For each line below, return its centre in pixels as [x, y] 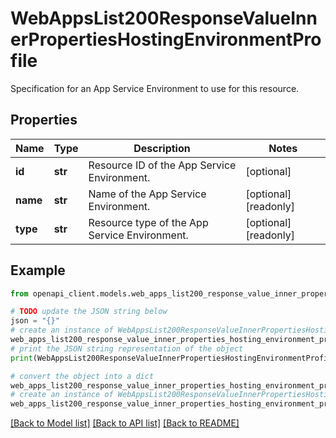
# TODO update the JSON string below [89, 312]
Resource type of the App [148, 222]
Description [162, 148]
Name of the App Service [147, 194]
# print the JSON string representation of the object [127, 348]
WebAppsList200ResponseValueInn [164, 18]
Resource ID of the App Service [162, 165]
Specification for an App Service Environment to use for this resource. [155, 88]
